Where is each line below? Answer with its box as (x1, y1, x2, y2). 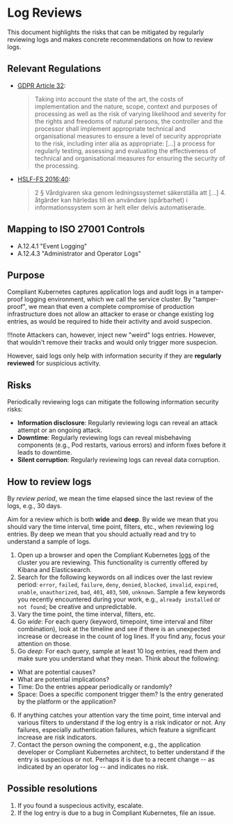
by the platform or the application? (17, 697, 116, 706)
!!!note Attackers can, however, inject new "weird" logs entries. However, (7, 331, 216, 339)
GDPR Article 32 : (17, 81, 66, 90)
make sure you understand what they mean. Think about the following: (17, 654, 220, 663)
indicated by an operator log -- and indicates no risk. (17, 763, 169, 770)
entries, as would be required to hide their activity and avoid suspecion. (7, 317, 212, 326)
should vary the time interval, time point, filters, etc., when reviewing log (7, 523, 214, 530)
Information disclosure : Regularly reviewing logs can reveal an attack (17, 419, 218, 427)
